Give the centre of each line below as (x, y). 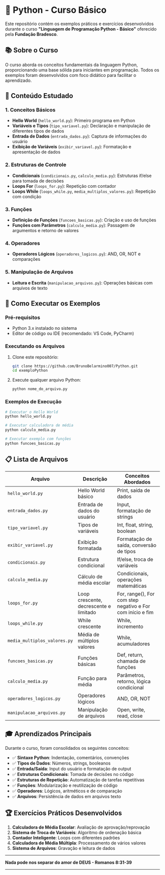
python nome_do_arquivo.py (40, 389)
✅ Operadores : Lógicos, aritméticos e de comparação (67, 791)
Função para (92, 678)
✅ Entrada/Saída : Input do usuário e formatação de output (72, 769)
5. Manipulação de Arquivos (39, 272)
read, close (130, 716)
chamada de (131, 661)
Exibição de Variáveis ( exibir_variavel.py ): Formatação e (72, 147)
